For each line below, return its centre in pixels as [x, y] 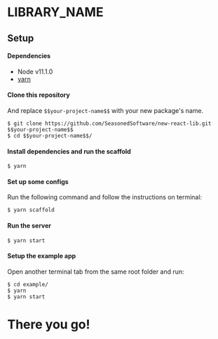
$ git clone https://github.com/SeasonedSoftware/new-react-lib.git [109, 124]
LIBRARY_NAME [55, 12]
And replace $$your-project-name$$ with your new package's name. [105, 110]
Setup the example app [42, 256]
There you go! [49, 324]
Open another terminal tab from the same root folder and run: [96, 272]
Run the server [29, 225]
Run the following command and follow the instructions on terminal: [104, 197]
